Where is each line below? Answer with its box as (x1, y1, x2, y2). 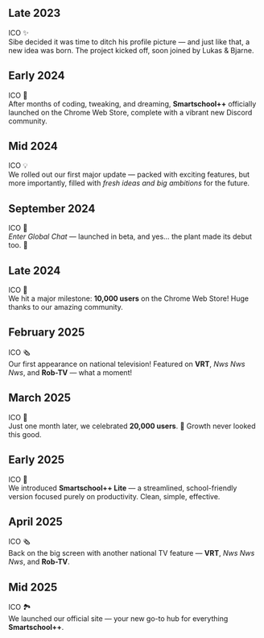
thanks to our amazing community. (8, 302, 123, 312)
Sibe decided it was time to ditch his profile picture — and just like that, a (8, 36, 250, 47)
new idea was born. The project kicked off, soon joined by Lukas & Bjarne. (8, 45, 254, 55)
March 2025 (8, 391, 71, 405)
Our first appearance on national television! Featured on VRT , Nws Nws (8, 359, 245, 369)
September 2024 (8, 202, 96, 215)
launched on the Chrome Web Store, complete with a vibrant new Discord (8, 107, 253, 117)
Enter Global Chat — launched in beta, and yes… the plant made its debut (8, 231, 252, 241)
